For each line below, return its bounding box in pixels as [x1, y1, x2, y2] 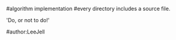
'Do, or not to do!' [6, 17, 50, 23]
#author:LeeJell [6, 28, 45, 35]
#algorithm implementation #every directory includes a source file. [6, 5, 171, 12]
